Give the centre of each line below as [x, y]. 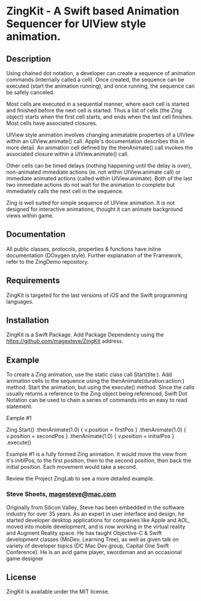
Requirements [33, 281]
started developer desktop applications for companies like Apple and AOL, [98, 520]
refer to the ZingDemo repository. [47, 261]
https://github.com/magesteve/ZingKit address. [65, 341]
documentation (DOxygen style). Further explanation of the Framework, [94, 255]
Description [28, 59]
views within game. [30, 215]
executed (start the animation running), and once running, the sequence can [100, 86]
